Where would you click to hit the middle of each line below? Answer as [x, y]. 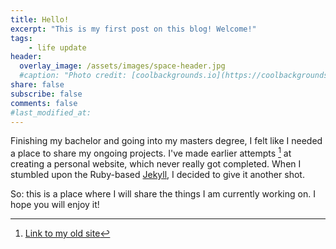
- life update [57, 47]
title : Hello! [40, 19]
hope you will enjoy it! [55, 205]
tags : [21, 38]
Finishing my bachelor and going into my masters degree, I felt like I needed [166, 141]
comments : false [44, 103]
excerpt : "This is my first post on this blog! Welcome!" [133, 29]
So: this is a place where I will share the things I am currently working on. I [163, 194]
